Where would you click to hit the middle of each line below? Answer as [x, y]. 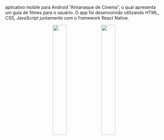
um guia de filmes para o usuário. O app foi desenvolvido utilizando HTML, [82, 13]
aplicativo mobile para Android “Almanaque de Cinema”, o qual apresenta [80, 7]
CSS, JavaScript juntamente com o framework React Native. [67, 18]
